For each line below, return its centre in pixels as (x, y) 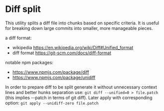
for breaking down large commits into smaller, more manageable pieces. (79, 28)
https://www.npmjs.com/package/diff (51, 72)
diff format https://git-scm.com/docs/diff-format (62, 53)
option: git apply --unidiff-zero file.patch (52, 103)
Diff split (23, 9)
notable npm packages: (29, 62)
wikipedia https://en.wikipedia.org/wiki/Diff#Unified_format (73, 47)
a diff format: (18, 38)
